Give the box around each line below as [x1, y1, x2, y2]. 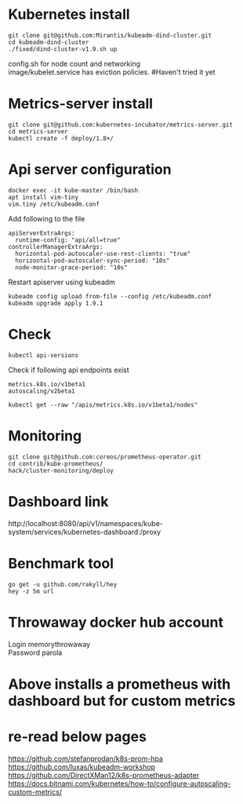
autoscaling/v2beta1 [8, 387, 76, 395]
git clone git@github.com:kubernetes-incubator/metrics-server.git [8, 120, 234, 129]
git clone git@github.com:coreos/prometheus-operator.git [8, 453, 201, 461]
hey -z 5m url [8, 587, 55, 595]
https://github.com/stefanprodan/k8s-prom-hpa [8, 754, 163, 763]
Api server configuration [8, 161, 172, 178]
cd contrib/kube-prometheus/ [8, 459, 103, 468]
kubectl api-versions [8, 351, 79, 359]
